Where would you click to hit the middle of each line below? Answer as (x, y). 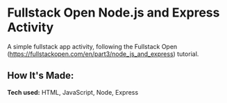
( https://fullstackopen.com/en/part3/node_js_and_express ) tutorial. (103, 54)
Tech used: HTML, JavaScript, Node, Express (73, 92)
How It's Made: (41, 76)
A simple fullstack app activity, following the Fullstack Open (92, 46)
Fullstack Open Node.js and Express (113, 13)
